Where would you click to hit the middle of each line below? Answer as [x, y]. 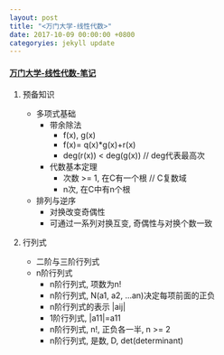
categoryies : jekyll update [62, 43]
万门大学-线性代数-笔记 [53, 72]
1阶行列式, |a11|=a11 [85, 318]
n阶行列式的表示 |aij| [88, 307]
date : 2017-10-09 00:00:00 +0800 [72, 34]
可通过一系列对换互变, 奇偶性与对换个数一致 [131, 223]
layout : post [34, 18]
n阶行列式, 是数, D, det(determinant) [116, 341]
